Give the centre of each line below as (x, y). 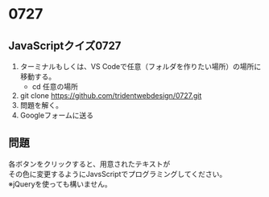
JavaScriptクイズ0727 (65, 45)
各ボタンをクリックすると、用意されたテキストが (89, 164)
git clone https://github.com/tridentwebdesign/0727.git (111, 96)
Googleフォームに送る (57, 115)
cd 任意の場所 (55, 86)
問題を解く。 (41, 105)
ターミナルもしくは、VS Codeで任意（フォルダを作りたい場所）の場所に (141, 66)
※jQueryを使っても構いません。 (60, 184)
